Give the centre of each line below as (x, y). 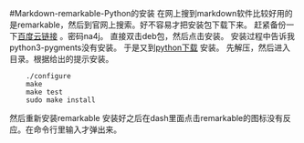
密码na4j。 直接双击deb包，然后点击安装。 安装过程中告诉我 (181, 36)
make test (45, 92)
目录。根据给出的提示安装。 (62, 59)
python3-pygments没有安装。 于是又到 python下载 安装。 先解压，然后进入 (150, 47)
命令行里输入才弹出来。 (77, 129)
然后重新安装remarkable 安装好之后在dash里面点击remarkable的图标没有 (147, 118)
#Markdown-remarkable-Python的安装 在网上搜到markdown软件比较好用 (147, 13)
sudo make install (61, 100)
